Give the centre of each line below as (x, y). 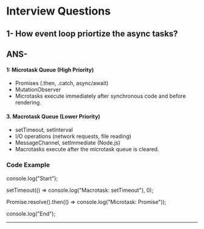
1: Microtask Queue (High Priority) (50, 70)
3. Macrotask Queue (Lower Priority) (53, 116)
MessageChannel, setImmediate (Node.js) (68, 143)
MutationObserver (38, 90)
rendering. (28, 103)
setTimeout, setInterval (44, 130)
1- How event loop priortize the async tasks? (92, 34)
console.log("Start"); (32, 178)
